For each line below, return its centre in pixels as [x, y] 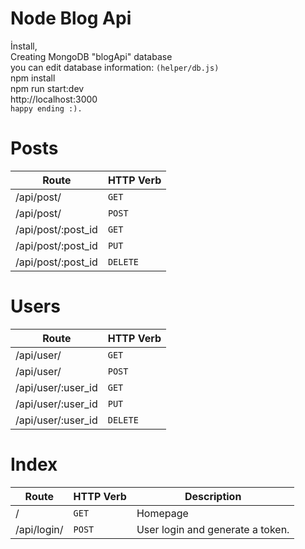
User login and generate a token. [213, 529]
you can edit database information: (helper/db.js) [115, 67]
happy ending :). [46, 108]
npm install [33, 78]
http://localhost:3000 [54, 99]
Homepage [162, 513]
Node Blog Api [71, 18]
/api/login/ [39, 529]
